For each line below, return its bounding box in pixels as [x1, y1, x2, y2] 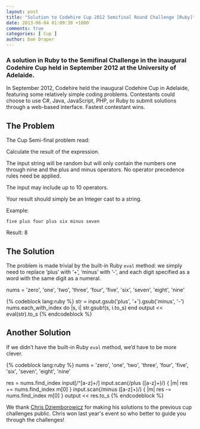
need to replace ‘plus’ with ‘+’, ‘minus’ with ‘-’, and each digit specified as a [6, 268, 190, 275]
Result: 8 [6, 229, 28, 236]
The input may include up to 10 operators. [6, 184, 108, 191]
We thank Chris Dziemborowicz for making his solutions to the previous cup [6, 403, 192, 411]
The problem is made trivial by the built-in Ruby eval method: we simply [6, 262, 183, 269]
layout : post [6, 8, 39, 15]
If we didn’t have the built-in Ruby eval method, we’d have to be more [6, 343, 177, 350]
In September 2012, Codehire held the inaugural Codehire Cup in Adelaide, [6, 85, 189, 92]
